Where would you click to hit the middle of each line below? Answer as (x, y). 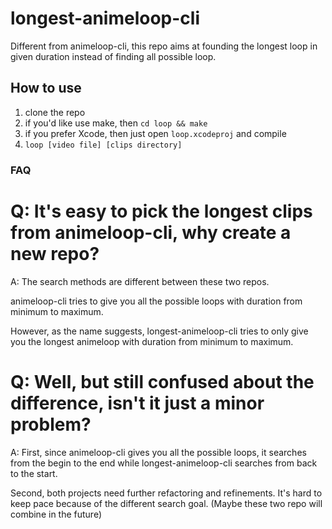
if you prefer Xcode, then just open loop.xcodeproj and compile (155, 133)
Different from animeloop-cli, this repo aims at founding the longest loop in (164, 46)
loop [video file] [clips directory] (103, 145)
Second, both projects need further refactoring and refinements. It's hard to (166, 493)
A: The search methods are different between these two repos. (140, 281)
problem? (51, 424)
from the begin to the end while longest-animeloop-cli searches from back (164, 463)
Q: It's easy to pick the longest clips (161, 211)
